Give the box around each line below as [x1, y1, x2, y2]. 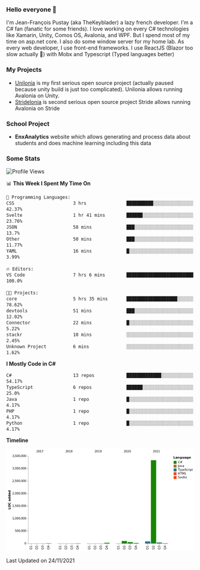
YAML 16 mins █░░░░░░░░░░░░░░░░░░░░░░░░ [6, 248, 194, 255]
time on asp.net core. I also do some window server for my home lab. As [6, 38, 184, 45]
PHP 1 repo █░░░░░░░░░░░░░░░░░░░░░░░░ [6, 409, 194, 415]
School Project [6, 119, 50, 128]
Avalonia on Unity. [14, 92, 60, 99]
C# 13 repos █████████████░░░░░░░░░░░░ [6, 373, 194, 379]
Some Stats [6, 154, 41, 163]
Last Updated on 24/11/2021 [6, 557, 75, 564]
